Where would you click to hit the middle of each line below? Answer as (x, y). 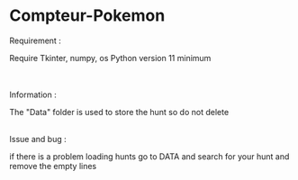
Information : (33, 94)
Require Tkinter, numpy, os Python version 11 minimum (110, 58)
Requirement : (35, 40)
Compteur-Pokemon (87, 16)
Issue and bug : (38, 139)
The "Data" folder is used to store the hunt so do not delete (119, 112)
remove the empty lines (53, 166)
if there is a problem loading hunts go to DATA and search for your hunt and (149, 156)
